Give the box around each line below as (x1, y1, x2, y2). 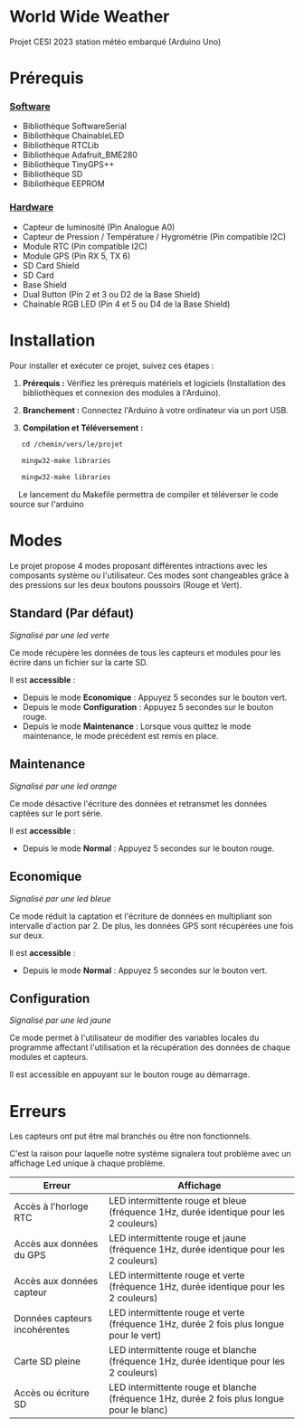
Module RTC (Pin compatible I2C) (22, 241, 147, 251)
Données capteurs (14, 1312, 92, 1325)
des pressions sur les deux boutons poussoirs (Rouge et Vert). (9, 580, 242, 591)
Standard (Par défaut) (9, 606, 135, 621)
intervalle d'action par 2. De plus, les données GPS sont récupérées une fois (9, 920, 294, 931)
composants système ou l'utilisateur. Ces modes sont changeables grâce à (9, 570, 290, 581)
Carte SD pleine (14, 1355, 81, 1367)
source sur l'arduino (9, 499, 84, 510)
